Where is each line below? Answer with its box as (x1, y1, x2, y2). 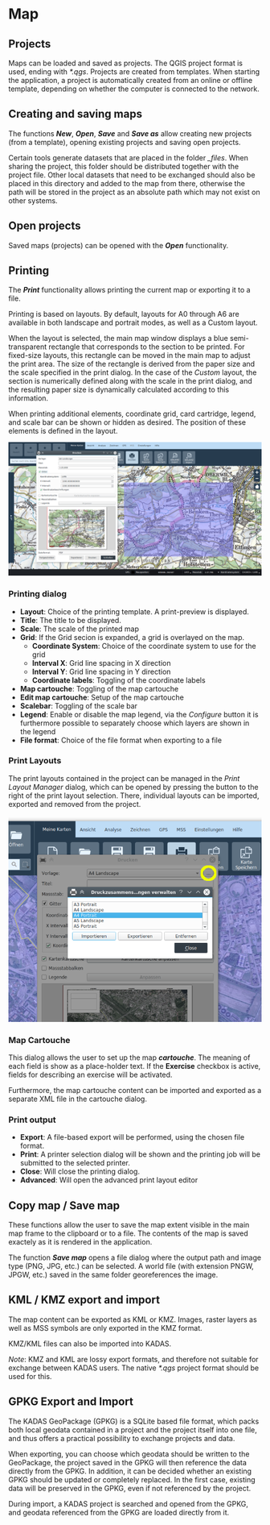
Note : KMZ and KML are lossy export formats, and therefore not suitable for (8, 1354, 259, 1364)
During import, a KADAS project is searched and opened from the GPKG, (8, 1498, 249, 1508)
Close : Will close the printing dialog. (19, 1166, 141, 1177)
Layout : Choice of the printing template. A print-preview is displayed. (19, 606, 249, 617)
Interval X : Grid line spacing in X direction (31, 658, 171, 667)
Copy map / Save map (8, 1199, 121, 1212)
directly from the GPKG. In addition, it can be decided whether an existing (8, 1466, 252, 1476)
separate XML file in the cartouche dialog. (8, 1094, 147, 1103)
